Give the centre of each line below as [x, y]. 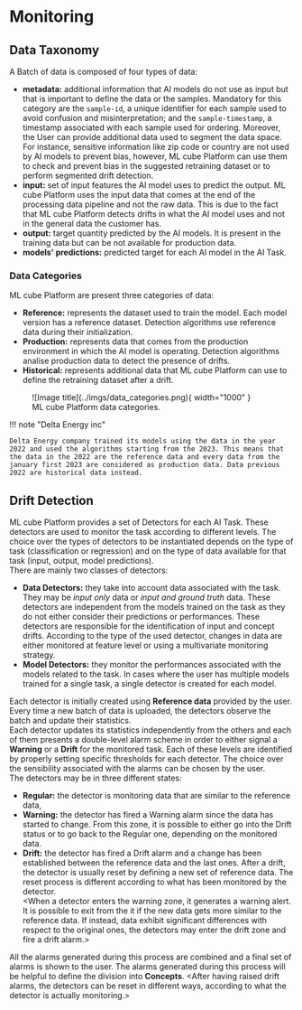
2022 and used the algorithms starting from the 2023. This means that [146, 449]
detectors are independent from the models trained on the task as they [154, 607]
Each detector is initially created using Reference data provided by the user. [151, 701]
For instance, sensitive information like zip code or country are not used [156, 147]
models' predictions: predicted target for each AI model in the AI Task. [154, 252]
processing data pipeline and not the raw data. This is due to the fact [150, 204]
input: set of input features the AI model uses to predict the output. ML [154, 185]
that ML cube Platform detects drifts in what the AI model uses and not [154, 214]
